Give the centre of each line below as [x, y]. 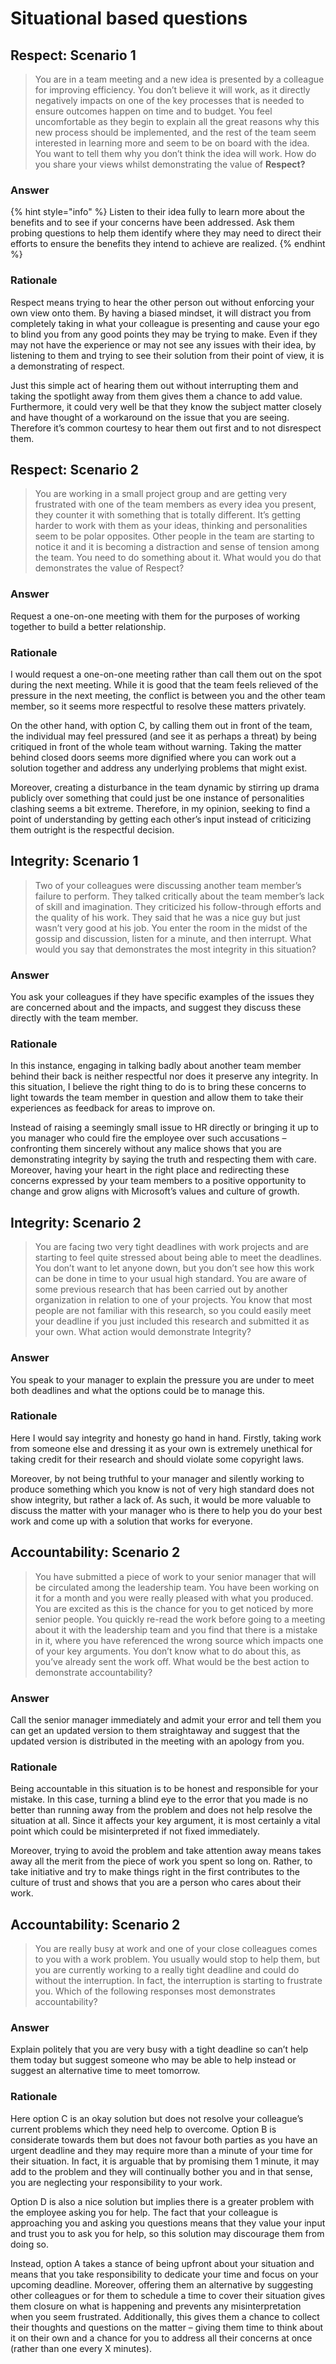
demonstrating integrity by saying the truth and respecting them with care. [163, 1159]
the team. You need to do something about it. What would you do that [178, 558]
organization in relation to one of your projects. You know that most [173, 1300]
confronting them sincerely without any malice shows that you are [146, 1149]
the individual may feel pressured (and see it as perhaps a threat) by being [163, 736]
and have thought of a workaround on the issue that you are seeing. [150, 417]
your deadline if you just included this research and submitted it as [172, 1321]
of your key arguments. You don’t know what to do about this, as [168, 1651]
